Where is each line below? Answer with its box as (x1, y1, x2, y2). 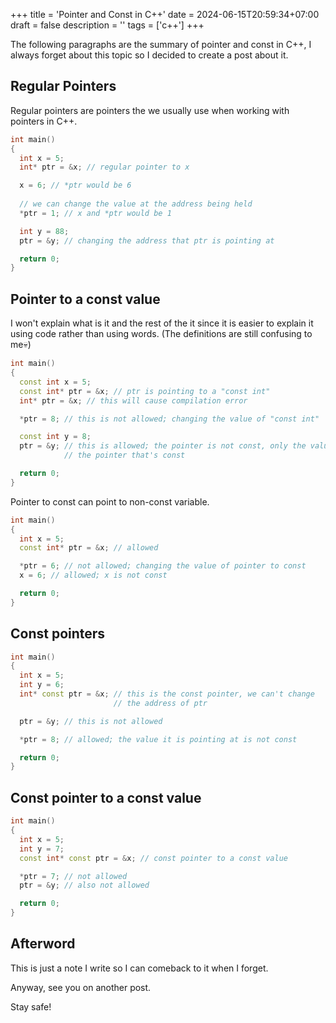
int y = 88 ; (19, 226, 70, 236)
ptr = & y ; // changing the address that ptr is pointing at (19, 235, 275, 246)
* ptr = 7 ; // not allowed (19, 871, 128, 881)
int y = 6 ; (19, 680, 65, 690)
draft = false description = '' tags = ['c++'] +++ (10, 19, 205, 31)
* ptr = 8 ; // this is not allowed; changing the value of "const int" (19, 414, 320, 424)
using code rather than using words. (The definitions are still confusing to (10, 328, 313, 340)
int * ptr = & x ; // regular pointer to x (19, 162, 190, 173)
